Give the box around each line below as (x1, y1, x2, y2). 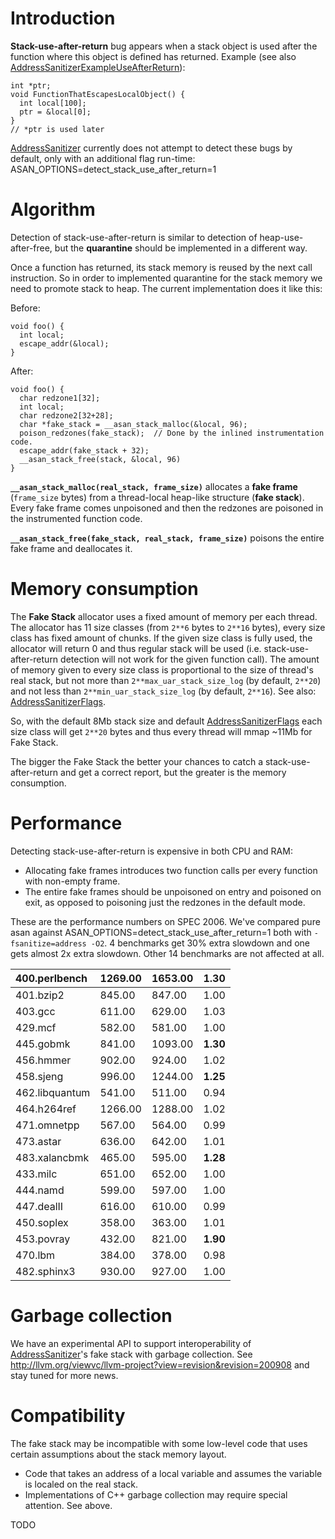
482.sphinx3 (15, 1264, 76, 1278)
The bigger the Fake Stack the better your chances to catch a (10, 755, 263, 767)
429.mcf (15, 1020, 57, 1034)
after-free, (10, 242, 53, 254)
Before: (10, 302, 41, 314)
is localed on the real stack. (24, 1478, 139, 1490)
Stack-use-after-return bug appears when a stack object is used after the (10, 40, 318, 52)
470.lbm (15, 1248, 56, 1262)
